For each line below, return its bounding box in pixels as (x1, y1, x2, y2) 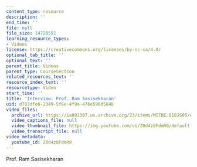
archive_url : (11, 112, 43, 118)
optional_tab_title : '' (6, 52, 64, 58)
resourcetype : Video (6, 85, 57, 91)
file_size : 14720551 (6, 30, 57, 36)
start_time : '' (6, 90, 43, 96)
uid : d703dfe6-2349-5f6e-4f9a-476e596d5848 (6, 101, 114, 107)
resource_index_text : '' (6, 80, 67, 86)
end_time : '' (6, 19, 38, 25)
